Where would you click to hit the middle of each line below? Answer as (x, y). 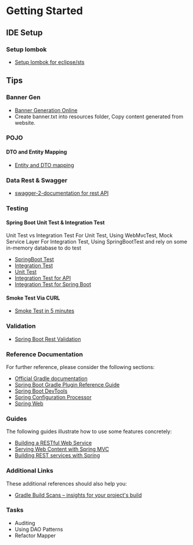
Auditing (25, 523)
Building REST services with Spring (57, 456)
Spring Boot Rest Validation (48, 339)
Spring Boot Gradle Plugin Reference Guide (67, 384)
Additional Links (30, 471)
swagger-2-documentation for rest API (61, 193)
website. (25, 122)
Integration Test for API (43, 278)
